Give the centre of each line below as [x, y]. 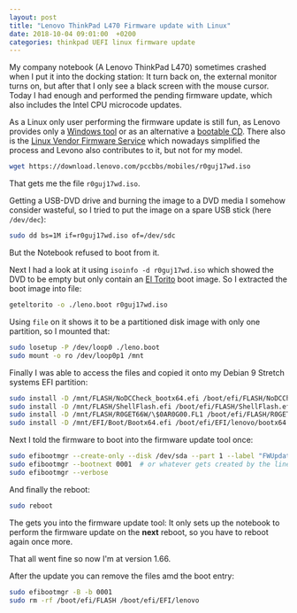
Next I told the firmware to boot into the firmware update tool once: [131, 440]
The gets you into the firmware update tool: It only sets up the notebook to [145, 523]
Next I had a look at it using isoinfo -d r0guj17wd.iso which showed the [141, 270]
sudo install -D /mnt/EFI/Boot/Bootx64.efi [91, 423]
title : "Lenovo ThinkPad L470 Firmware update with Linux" [120, 26]
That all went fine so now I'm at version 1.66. [90, 558]
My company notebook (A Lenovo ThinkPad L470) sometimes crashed [138, 67]
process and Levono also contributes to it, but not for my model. [126, 151]
